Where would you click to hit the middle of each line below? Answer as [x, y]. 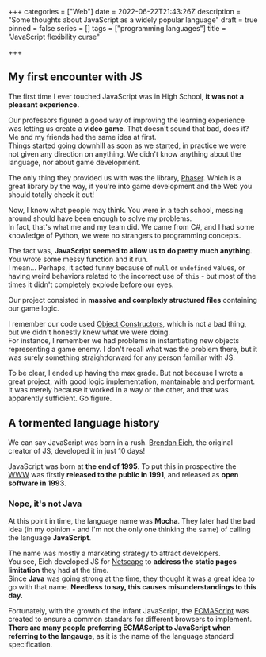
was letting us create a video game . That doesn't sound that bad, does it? [129, 128]
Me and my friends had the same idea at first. [82, 137]
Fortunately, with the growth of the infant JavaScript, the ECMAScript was [129, 610]
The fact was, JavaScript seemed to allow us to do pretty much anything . [130, 250]
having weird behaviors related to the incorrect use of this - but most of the [132, 276]
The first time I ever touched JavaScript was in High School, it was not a [126, 96]
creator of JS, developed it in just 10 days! [77, 450]
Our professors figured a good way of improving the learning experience [127, 120]
